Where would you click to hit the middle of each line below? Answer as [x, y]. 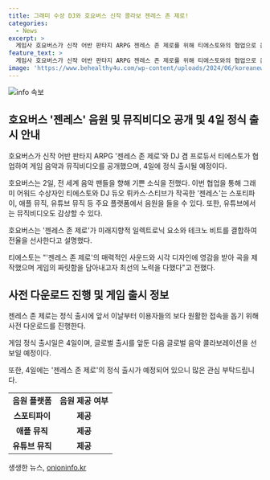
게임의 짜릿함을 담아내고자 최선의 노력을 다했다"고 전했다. [125, 267]
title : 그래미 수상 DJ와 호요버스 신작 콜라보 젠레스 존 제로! [98, 16]
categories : [28, 23]
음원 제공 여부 [84, 401]
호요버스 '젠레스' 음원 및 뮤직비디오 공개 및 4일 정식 [127, 120]
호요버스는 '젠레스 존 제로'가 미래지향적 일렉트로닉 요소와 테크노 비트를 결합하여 [133, 230]
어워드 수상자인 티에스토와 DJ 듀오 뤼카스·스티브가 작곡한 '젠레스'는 [122, 193]
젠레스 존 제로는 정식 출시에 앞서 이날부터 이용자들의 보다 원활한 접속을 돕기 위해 [134, 316]
